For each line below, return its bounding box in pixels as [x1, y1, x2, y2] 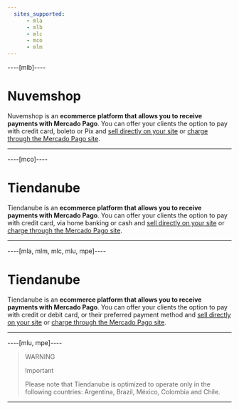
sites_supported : [14, 10, 65, 18]
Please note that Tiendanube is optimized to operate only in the [24, 379, 211, 389]
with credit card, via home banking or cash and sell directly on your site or [7, 218, 225, 227]
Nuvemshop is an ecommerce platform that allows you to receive [7, 111, 203, 120]
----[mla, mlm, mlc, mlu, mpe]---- [7, 247, 107, 255]
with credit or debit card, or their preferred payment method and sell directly [7, 310, 231, 319]
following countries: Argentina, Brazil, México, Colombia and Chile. [24, 387, 221, 396]
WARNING [24, 352, 55, 361]
